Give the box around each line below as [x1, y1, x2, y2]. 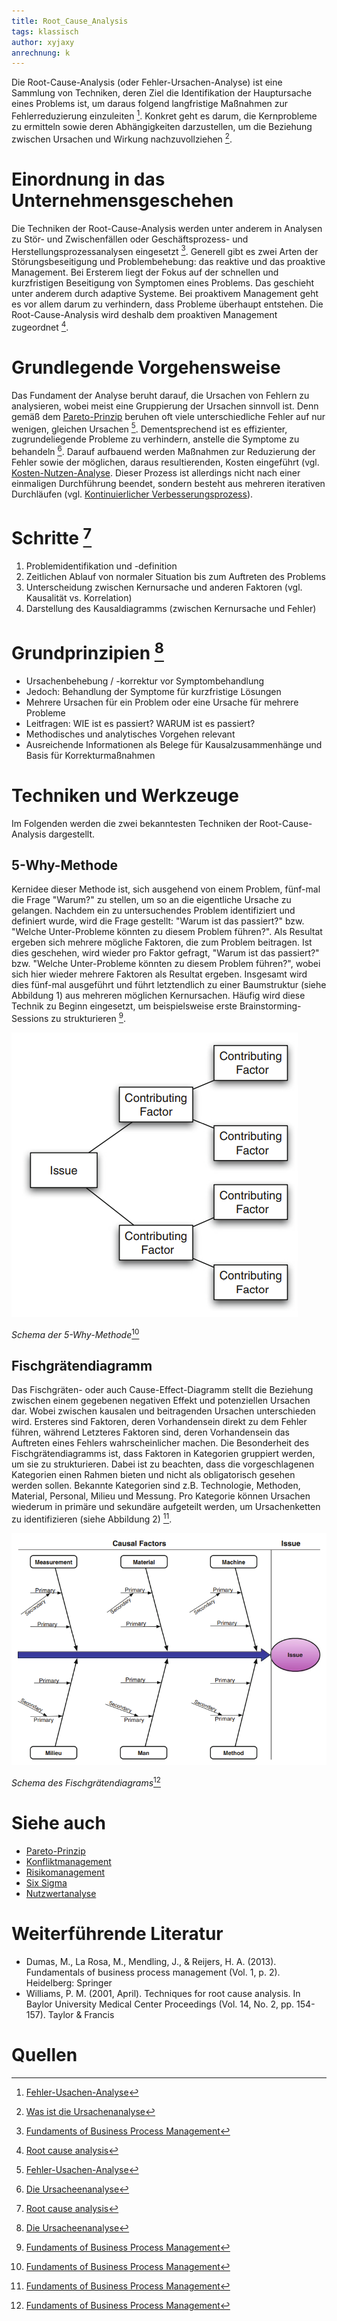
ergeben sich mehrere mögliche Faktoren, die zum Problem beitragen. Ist [11, 936, 313, 949]
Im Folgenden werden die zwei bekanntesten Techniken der [11, 817, 258, 829]
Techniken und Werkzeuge [11, 784, 239, 807]
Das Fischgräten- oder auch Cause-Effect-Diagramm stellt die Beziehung [11, 1384, 314, 1396]
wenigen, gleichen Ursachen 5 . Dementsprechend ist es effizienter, [11, 421, 288, 435]
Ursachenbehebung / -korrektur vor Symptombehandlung [25, 675, 265, 687]
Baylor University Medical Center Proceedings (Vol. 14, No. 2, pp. [25, 1998, 295, 2010]
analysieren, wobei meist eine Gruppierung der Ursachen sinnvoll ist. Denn [11, 400, 319, 412]
